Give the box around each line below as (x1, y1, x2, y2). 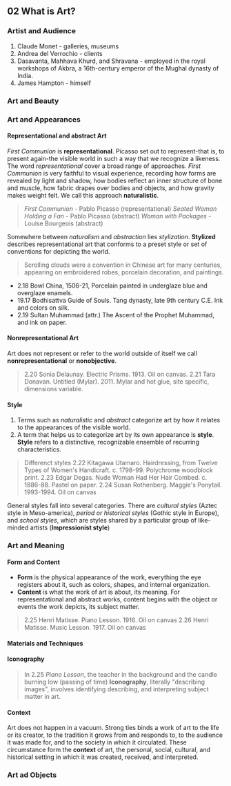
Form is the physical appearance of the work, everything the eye (17, 573, 201, 581)
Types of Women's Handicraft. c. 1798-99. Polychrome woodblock (23, 466, 214, 474)
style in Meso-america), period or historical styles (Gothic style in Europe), (7, 509, 219, 517)
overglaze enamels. (17, 288, 73, 297)
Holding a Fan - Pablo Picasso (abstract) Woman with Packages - (23, 212, 212, 220)
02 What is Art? (7, 6, 76, 17)
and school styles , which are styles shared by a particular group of (7, 516, 197, 525)
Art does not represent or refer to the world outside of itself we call (7, 349, 198, 357)
